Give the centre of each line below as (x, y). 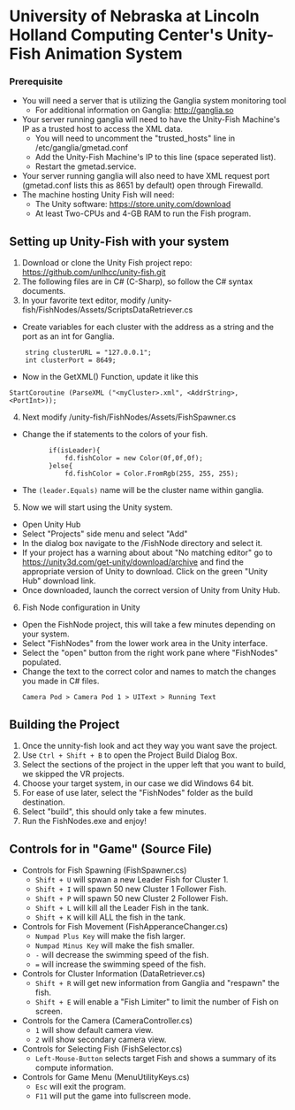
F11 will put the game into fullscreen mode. (113, 1096)
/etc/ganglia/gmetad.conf (82, 148)
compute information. (74, 1068)
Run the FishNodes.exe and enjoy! (84, 821)
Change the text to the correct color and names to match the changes (149, 672)
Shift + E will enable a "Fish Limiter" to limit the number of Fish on (157, 1001)
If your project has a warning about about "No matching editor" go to (147, 553)
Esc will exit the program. (80, 1086)
